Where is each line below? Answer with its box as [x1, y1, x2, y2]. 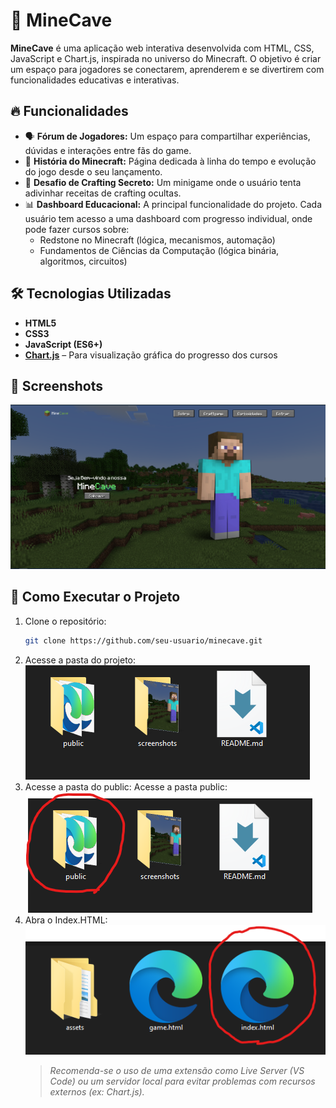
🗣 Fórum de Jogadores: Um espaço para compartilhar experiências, [24, 130, 311, 142]
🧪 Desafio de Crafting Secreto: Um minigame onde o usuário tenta [24, 176, 302, 188]
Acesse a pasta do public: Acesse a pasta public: [24, 780, 228, 793]
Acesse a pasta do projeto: [24, 654, 137, 666]
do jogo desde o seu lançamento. [24, 165, 163, 178]
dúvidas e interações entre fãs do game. [24, 144, 192, 156]
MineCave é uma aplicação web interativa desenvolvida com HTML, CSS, [10, 42, 315, 54]
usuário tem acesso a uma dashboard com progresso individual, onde [24, 212, 313, 224]
